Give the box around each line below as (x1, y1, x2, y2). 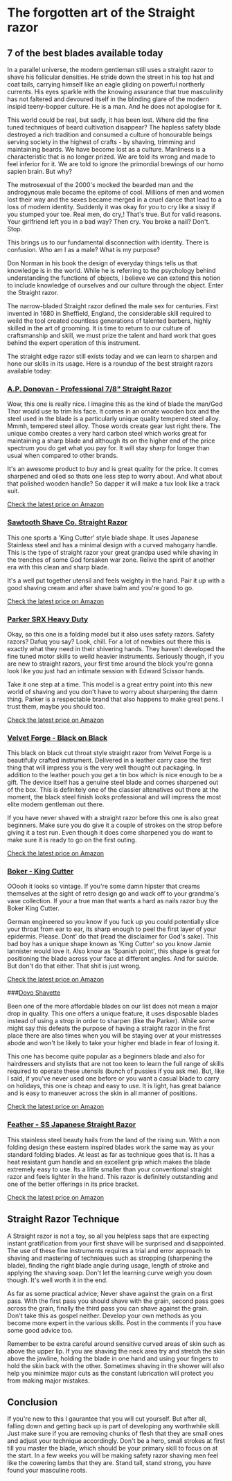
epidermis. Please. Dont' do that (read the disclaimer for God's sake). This (7, 932, 219, 941)
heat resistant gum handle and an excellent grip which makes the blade (7, 1158, 211, 1166)
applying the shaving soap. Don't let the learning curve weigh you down (7, 1268, 213, 1277)
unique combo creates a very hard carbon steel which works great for (7, 429, 207, 438)
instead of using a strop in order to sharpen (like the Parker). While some (7, 1017, 215, 1025)
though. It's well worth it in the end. (7, 1276, 108, 1284)
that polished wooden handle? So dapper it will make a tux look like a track (7, 479, 220, 488)
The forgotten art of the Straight (7, 5, 195, 21)
